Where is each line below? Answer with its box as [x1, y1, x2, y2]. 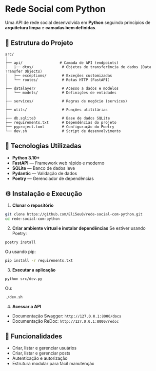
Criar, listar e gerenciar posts [12, 350, 71, 356]
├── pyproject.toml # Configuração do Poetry [5, 124, 115, 129]
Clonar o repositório [12, 202, 54, 208]
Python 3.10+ [12, 155, 40, 160]
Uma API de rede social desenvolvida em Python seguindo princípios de [5, 20, 151, 25]
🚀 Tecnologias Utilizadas [5, 142, 81, 150]
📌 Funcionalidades [5, 332, 62, 341]
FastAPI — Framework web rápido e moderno [12, 160, 105, 166]
